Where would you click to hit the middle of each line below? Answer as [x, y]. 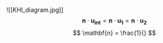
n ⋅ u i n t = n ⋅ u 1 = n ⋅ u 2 [114, 21]
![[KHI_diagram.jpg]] [35, 10]
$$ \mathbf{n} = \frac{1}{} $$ [114, 33]
